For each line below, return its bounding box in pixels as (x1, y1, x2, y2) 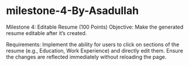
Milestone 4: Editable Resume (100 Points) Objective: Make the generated (6, 23, 184, 30)
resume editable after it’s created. (6, 29, 87, 36)
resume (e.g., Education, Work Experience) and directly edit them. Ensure (6, 47, 183, 54)
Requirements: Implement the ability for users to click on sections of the (6, 41, 180, 48)
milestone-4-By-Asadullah (6, 4, 139, 18)
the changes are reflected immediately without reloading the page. (6, 53, 167, 60)
